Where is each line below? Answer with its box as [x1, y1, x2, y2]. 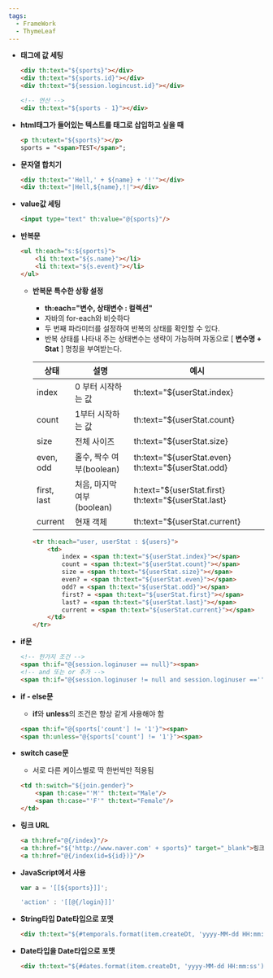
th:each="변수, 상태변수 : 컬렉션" [44, 303, 153, 313]
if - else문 [19, 691, 54, 701]
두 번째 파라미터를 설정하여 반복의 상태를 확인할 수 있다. [44, 323, 221, 333]
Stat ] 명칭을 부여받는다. [44, 344, 123, 353]
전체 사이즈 [74, 436, 115, 447]
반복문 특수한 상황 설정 [32, 286, 104, 296]
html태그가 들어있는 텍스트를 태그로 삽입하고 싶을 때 [19, 120, 184, 129]
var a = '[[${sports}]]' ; [19, 884, 108, 892]
